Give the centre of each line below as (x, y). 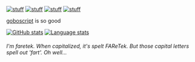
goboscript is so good (34, 21)
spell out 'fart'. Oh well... (37, 52)
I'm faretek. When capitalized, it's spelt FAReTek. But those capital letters (98, 46)
